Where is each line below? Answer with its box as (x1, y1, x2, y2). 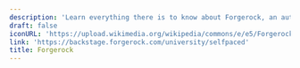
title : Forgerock (9, 46, 74, 55)
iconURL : (9, 29, 42, 38)
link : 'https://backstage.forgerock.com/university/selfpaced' (9, 37, 250, 47)
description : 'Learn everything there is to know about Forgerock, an (9, 12, 278, 22)
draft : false (9, 21, 58, 30)
